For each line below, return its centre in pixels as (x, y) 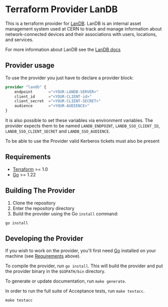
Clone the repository (34, 203)
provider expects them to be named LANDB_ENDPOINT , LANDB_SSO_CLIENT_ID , (82, 126)
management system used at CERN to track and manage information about (83, 28)
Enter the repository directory (43, 208)
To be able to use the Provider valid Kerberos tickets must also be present (82, 141)
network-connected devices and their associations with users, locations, (81, 34)
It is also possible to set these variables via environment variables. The (79, 120)
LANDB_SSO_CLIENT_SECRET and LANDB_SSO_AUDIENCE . (58, 131)
